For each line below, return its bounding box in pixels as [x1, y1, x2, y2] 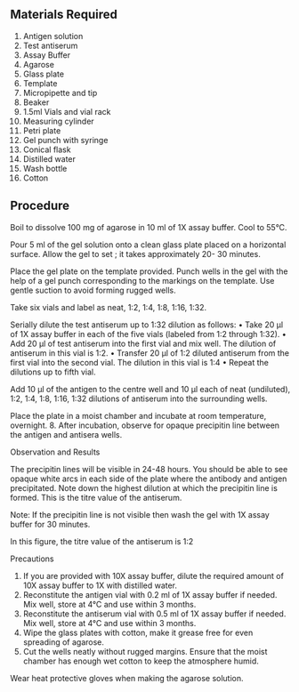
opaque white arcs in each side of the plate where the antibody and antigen [10, 473, 287, 484]
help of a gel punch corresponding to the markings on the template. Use [10, 275, 275, 286]
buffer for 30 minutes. [10, 519, 91, 529]
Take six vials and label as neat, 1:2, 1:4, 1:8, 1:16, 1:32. [10, 302, 207, 312]
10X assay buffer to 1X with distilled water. [22, 580, 177, 591]
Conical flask [22, 144, 71, 155]
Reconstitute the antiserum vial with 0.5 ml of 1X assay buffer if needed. [22, 608, 287, 619]
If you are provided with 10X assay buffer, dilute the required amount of [22, 570, 284, 581]
